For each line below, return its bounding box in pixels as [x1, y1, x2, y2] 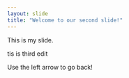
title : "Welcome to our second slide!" [7, 17, 123, 24]
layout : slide [7, 10, 49, 17]
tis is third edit [7, 49, 48, 58]
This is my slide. [7, 36, 54, 44]
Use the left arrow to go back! [7, 63, 93, 71]
